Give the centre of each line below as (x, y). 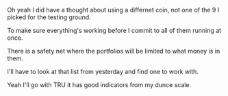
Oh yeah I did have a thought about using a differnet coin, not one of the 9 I (113, 10)
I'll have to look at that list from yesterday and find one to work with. (103, 72)
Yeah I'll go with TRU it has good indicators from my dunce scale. (99, 85)
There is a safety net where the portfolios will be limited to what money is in (114, 51)
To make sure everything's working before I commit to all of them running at (114, 31)
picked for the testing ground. (49, 17)
